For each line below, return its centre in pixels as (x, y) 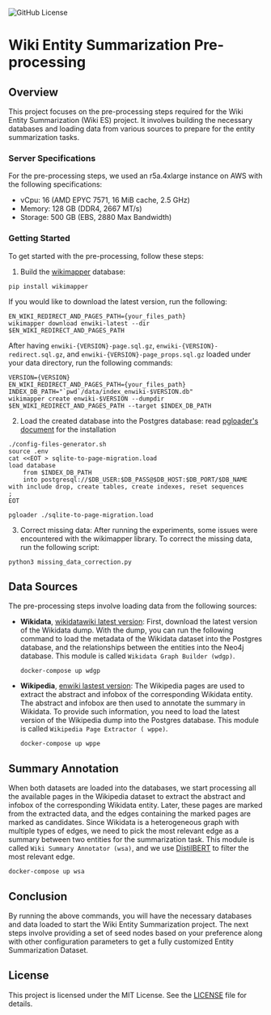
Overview (34, 92)
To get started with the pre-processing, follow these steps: (106, 256)
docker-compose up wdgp (60, 671)
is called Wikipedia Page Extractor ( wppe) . (94, 729)
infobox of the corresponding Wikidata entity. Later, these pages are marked (135, 806)
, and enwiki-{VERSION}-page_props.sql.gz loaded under (157, 354)
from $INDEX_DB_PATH (57, 472)
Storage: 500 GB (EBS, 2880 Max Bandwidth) (96, 218)
